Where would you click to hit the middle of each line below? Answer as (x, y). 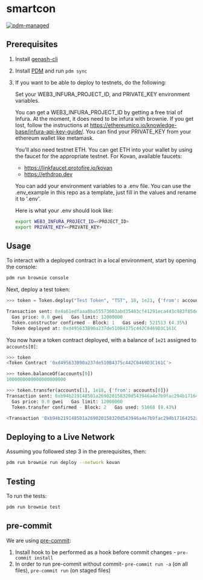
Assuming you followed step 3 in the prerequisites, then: (76, 451)
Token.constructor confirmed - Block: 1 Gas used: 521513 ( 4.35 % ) (100, 323)
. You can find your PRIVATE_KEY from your (137, 131)
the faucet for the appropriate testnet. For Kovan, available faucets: (98, 156)
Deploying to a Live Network (60, 437)
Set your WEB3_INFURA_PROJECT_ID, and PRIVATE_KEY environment (102, 94)
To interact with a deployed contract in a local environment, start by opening (101, 260)
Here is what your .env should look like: (64, 210)
